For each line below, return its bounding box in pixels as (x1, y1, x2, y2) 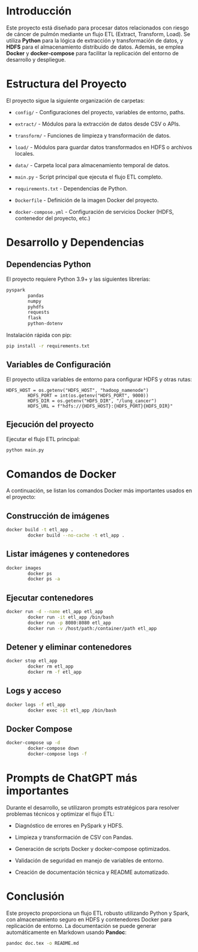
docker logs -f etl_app (6, 701, 66, 707)
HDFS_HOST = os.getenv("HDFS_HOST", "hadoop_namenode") (6, 387, 149, 393)
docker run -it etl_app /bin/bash (28, 614, 114, 620)
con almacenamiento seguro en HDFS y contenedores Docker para (6, 915, 172, 923)
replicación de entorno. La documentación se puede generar (6, 922, 157, 929)
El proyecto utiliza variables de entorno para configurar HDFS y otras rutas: (6, 376, 192, 383)
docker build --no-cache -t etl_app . (28, 532, 125, 539)
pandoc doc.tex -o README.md (6, 940, 79, 946)
